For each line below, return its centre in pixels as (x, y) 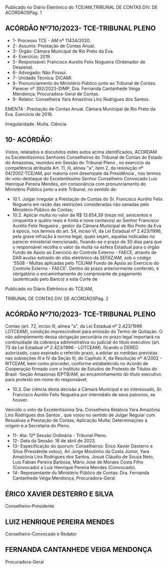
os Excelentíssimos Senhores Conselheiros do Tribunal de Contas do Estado (84, 157)
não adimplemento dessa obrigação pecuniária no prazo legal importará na (82, 337)
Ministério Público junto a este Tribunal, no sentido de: (61, 189)
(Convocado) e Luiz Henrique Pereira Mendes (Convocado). (74, 468)
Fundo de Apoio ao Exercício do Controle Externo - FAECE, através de (84, 252)
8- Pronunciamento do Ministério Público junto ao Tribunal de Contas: (84, 83)
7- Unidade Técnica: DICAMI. (42, 78)
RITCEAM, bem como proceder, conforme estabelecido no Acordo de (77, 364)
